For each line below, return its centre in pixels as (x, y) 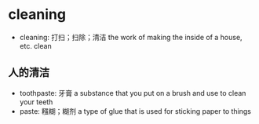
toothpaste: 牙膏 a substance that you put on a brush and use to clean (133, 93)
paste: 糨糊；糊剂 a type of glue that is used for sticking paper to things (135, 111)
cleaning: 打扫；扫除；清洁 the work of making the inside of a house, (131, 37)
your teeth (36, 102)
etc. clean (36, 46)
